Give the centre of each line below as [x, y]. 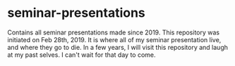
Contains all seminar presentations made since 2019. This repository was [114, 32]
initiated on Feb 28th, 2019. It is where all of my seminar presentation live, [114, 39]
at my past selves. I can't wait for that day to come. [82, 55]
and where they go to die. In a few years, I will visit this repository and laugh [117, 47]
